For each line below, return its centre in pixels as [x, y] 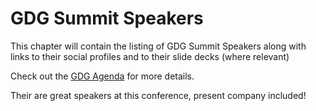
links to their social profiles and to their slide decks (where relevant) [150, 56]
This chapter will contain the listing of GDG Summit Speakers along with [158, 46]
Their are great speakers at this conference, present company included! [158, 95]
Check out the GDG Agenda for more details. [102, 76]
